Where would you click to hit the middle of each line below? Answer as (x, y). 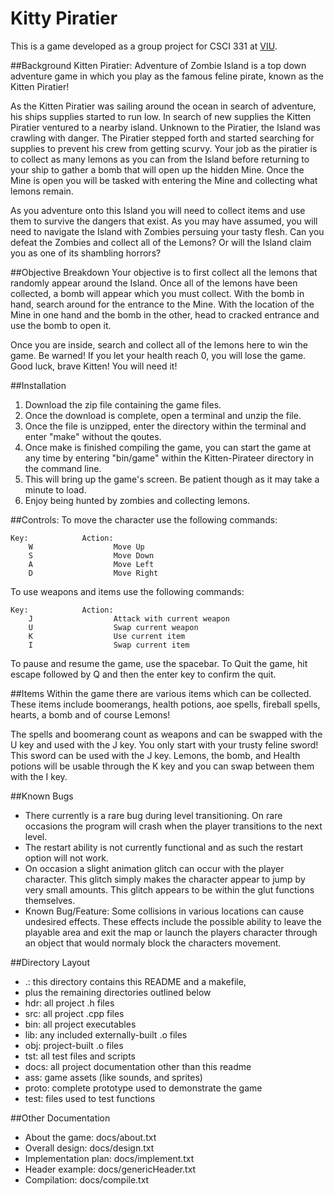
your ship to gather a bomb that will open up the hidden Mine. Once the (157, 169)
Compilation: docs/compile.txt (87, 1179)
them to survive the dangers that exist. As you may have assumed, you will (164, 221)
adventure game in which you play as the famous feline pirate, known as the (167, 76)
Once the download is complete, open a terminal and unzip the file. (163, 415)
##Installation (38, 385)
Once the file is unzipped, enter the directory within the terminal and (165, 426)
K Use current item (107, 636)
